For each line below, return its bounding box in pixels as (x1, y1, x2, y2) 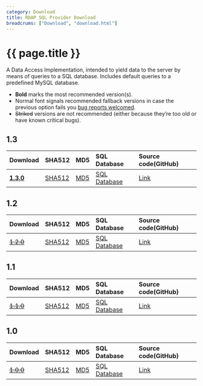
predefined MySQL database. (6, 79, 80, 87)
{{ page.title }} (6, 46, 81, 60)
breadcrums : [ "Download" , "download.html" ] (6, 20, 118, 26)
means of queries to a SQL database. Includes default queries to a (6, 73, 171, 80)
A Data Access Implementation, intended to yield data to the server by (6, 66, 181, 73)
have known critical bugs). (14, 116, 82, 124)
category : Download (6, 8, 56, 15)
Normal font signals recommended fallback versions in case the (14, 98, 174, 105)
